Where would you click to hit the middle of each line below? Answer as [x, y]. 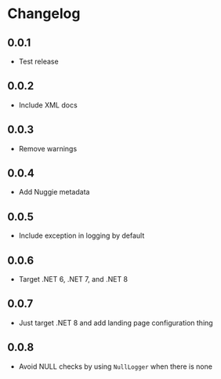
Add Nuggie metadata [54, 192]
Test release [39, 61]
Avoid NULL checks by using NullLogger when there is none [116, 366]
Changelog [44, 14]
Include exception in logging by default [82, 235]
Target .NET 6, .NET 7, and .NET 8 [73, 279]
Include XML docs [48, 105]
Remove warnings [48, 148]
